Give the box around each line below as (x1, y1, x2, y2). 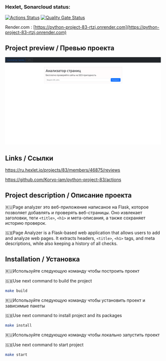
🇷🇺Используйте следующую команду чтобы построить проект (5, 268, 140, 274)
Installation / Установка (5, 255, 80, 263)
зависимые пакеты (5, 303, 45, 309)
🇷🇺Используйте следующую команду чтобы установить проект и (5, 297, 146, 303)
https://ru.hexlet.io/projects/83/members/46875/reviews (5, 167, 121, 173)
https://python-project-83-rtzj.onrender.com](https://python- (35, 24, 160, 30)
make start (5, 352, 28, 357)
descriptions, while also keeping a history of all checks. (5, 241, 118, 246)
